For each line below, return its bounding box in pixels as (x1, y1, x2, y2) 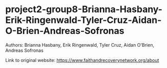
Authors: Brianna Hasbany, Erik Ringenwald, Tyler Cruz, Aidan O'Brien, (5, 42, 155, 48)
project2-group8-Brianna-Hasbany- (5, 4, 163, 15)
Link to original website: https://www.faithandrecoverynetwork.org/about (5, 57, 159, 63)
